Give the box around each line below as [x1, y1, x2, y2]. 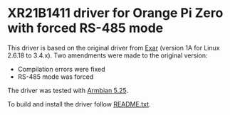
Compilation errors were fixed [17, 65, 105, 73]
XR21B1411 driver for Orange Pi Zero [7, 5, 224, 21]
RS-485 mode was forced [17, 72, 94, 81]
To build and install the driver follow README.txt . [7, 99, 151, 108]
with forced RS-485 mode [7, 20, 164, 36]
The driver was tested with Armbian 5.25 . [7, 86, 129, 94]
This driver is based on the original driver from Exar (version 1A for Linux [7, 43, 220, 52]
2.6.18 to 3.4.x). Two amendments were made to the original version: [7, 51, 208, 60]
